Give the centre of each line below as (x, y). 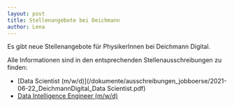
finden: (17, 68)
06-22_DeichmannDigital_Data (61, 89)
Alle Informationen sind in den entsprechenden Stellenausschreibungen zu (115, 60)
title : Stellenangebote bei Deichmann (64, 20)
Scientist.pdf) (126, 89)
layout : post (26, 14)
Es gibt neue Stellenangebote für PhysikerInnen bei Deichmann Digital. (109, 47)
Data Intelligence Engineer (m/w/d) (68, 96)
